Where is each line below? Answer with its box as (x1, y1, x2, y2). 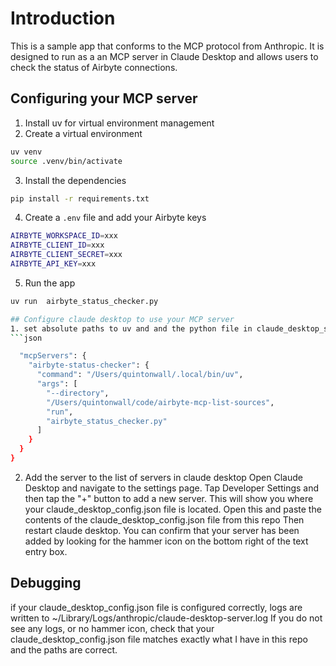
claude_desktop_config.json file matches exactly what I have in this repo (10, 633, 308, 645)
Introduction (10, 7, 116, 30)
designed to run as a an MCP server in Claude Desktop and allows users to (10, 50, 319, 62)
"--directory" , (46, 388, 110, 398)
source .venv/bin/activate (10, 156, 123, 166)
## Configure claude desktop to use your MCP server (10, 314, 235, 324)
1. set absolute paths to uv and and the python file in (10, 323, 253, 334)
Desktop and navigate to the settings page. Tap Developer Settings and (24, 482, 320, 494)
